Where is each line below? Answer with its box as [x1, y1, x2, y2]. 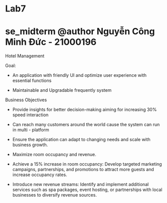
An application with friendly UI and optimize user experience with [12, 72, 147, 78]
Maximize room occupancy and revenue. [12, 152, 96, 158]
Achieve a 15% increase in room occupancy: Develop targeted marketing [12, 161, 162, 167]
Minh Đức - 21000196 [5, 36, 97, 48]
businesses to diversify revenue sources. [12, 192, 97, 198]
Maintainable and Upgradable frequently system [12, 87, 112, 93]
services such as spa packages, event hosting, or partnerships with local [12, 187, 163, 193]
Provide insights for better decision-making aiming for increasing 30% [12, 107, 157, 113]
